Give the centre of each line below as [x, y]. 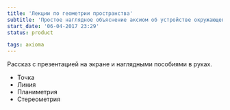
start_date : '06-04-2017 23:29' [53, 26]
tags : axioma [26, 45]
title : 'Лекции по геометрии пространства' [70, 13]
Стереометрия [38, 99]
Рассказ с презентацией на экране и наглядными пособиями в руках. [110, 64]
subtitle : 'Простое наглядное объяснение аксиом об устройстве [99, 20]
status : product [30, 32]
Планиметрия [37, 92]
